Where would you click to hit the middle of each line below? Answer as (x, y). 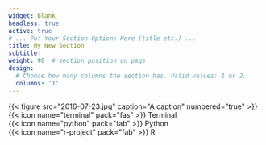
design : (21, 68)
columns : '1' (37, 83)
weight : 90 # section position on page (77, 61)
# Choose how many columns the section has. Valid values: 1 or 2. (131, 76)
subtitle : (25, 53)
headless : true (34, 23)
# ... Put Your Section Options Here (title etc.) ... (102, 38)
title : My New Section (46, 46)
